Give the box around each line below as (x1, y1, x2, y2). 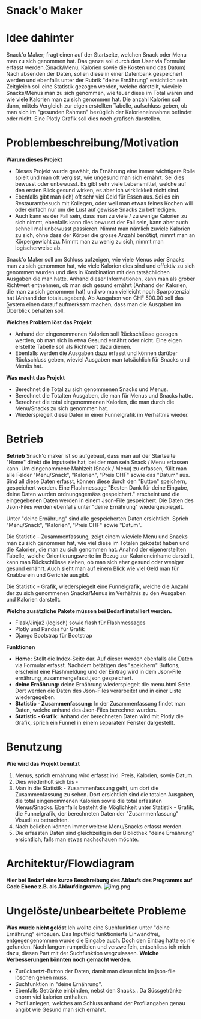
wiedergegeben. (14, 694, 56, 701)
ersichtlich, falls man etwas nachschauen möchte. (14, 836, 139, 843)
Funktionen (6, 644, 35, 650)
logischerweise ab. (14, 244, 62, 251)
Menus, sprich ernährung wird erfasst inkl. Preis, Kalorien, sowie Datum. (14, 771, 194, 779)
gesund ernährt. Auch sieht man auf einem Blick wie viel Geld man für (6, 565, 179, 572)
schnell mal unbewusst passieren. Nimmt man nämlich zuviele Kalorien (14, 225, 191, 232)
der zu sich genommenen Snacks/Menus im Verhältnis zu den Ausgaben (6, 590, 186, 596)
